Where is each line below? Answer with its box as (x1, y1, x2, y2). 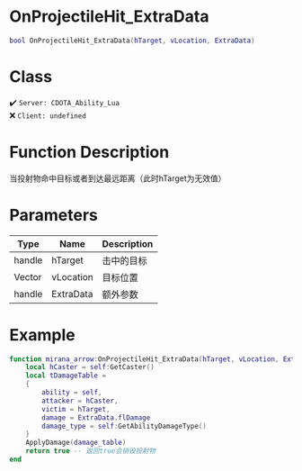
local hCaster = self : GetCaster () (25, 363, 155, 372)
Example (9, 324, 75, 345)
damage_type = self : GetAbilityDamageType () (41, 421, 207, 430)
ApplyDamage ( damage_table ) (25, 439, 127, 448)
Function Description (9, 141, 170, 162)
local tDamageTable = (25, 371, 106, 380)
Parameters (9, 204, 99, 225)
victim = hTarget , (41, 404, 111, 413)
